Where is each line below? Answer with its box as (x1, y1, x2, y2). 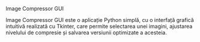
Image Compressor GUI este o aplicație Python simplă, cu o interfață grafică (5, 17, 195, 23)
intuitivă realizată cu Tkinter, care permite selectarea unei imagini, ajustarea (5, 23, 193, 30)
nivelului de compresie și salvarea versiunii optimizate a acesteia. (5, 29, 168, 36)
